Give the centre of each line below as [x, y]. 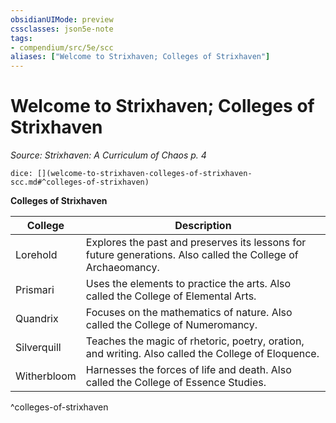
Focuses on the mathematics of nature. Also [189, 313]
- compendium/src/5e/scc [62, 47]
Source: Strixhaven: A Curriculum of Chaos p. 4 [108, 155]
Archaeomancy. [122, 268]
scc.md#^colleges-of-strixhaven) [80, 182]
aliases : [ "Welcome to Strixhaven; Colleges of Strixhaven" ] [140, 57]
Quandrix [37, 319]
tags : [21, 38]
